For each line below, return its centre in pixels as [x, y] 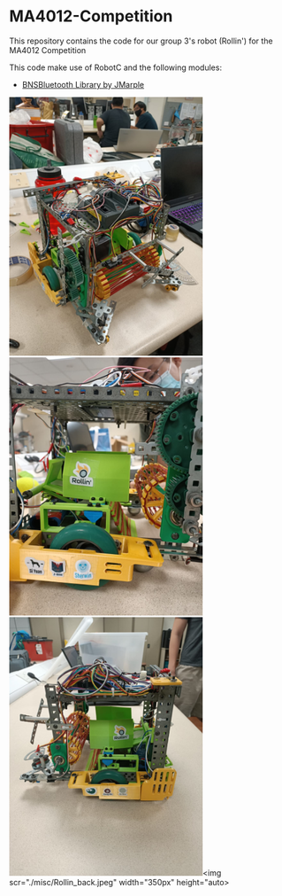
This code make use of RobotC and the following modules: [116, 67]
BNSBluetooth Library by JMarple [83, 84]
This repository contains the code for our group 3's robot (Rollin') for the [141, 41]
